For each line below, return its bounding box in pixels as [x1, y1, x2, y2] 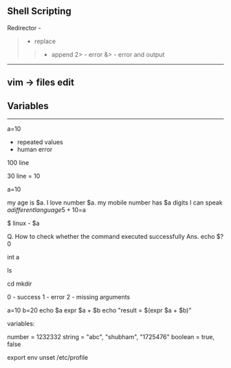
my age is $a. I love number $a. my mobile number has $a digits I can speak [7, 198, 223, 207]
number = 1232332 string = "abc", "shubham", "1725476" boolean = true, [7, 333, 215, 341]
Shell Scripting [7, 5, 72, 17]
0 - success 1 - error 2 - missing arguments [7, 293, 131, 301]
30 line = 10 [7, 172, 41, 181]
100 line [7, 159, 30, 167]
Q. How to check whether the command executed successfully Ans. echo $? [7, 233, 224, 241]
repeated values [16, 138, 63, 146]
